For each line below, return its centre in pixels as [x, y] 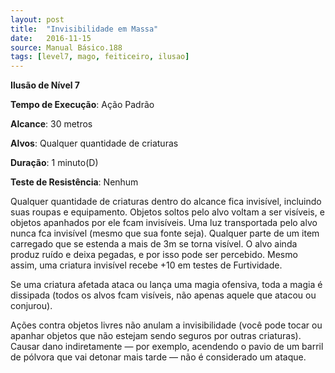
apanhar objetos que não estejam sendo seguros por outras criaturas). [156, 336]
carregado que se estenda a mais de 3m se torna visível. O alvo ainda [154, 244]
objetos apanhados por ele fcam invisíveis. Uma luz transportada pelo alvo [164, 223]
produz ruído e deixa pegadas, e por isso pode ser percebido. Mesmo [154, 255]
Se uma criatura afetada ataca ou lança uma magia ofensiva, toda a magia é [166, 285]
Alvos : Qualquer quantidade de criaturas [94, 143]
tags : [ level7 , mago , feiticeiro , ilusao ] [100, 57]
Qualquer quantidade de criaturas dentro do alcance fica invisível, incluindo [166, 202]
